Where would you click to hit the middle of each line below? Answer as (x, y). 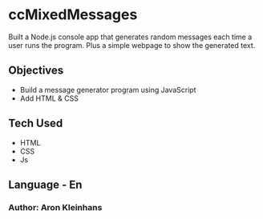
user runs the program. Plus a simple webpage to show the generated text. (132, 45)
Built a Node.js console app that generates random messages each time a (130, 37)
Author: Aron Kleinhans (55, 207)
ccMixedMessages (73, 15)
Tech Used (36, 123)
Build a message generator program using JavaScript (108, 90)
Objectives (36, 71)
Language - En (45, 184)
